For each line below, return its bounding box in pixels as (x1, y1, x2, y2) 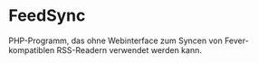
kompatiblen (8, 44, 55, 55)
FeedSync (8, 5, 86, 26)
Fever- (224, 35, 250, 46)
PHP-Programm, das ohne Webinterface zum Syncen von (8, 35, 223, 46)
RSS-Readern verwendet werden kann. (56, 44, 203, 55)
